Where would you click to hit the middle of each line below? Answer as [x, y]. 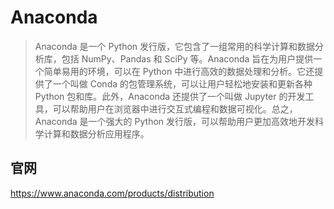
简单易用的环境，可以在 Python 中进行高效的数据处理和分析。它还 [179, 71]
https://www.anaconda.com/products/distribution [112, 193]
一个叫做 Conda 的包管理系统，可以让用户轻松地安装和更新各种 [182, 83]
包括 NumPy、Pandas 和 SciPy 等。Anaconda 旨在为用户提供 [187, 58]
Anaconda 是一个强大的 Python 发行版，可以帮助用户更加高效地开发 [175, 121]
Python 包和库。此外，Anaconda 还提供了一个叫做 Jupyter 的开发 [170, 96]
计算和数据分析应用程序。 [96, 133]
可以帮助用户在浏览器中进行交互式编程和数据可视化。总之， [175, 108]
